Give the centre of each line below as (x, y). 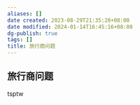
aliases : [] (24, 14)
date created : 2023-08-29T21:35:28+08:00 (69, 20)
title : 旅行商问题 (31, 46)
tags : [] (20, 40)
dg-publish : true (33, 33)
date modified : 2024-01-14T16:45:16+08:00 (70, 27)
